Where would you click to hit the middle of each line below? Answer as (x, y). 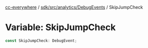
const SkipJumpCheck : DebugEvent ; (41, 40)
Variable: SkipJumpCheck (60, 27)
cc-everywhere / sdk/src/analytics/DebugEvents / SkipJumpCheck (74, 7)
